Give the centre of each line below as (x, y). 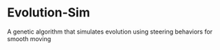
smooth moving (29, 38)
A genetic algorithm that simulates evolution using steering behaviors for (110, 32)
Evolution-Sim (49, 13)
